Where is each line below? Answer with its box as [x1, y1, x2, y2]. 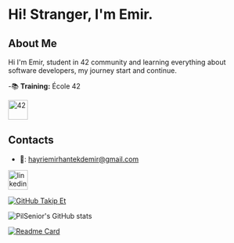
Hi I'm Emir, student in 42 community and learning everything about [8, 57, 226, 67]
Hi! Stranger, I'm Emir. [8, 5, 153, 24]
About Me [8, 37, 57, 50]
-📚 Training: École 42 [8, 82, 81, 91]
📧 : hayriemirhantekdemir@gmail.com [19, 154, 139, 164]
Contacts [8, 133, 55, 147]
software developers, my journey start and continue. [8, 66, 178, 75]
